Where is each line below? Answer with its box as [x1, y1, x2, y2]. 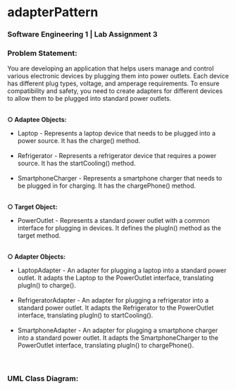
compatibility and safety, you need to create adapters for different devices [7, 87, 223, 95]
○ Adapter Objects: [7, 252, 66, 261]
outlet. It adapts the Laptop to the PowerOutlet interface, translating [17, 274, 214, 282]
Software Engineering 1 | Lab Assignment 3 [7, 30, 158, 39]
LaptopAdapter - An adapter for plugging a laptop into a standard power [17, 266, 227, 275]
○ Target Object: [7, 202, 58, 212]
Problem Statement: [7, 49, 77, 59]
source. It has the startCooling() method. [17, 159, 136, 168]
